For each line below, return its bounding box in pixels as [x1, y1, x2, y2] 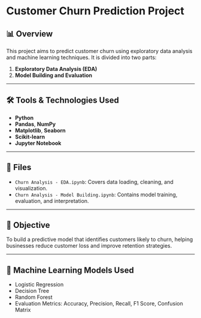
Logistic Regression [14, 281, 64, 288]
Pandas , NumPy [14, 121, 56, 128]
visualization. [14, 184, 48, 192]
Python [14, 114, 34, 121]
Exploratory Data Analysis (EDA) [14, 66, 98, 72]
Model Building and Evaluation [14, 72, 93, 79]
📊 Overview [6, 29, 53, 39]
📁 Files [6, 162, 32, 172]
